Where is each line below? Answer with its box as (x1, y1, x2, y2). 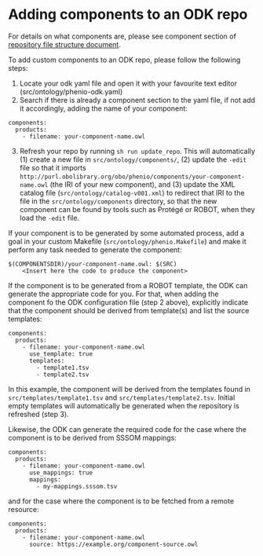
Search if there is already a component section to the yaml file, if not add (19, 95, 256, 104)
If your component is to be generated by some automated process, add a (8, 228, 245, 237)
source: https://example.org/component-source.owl (28, 540, 199, 548)
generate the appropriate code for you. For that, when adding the (8, 289, 219, 298)
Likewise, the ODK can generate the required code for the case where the (8, 424, 247, 433)
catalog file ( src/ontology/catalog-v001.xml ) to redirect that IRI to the (19, 188, 245, 197)
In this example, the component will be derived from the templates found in (8, 384, 251, 393)
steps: (8, 63, 28, 72)
